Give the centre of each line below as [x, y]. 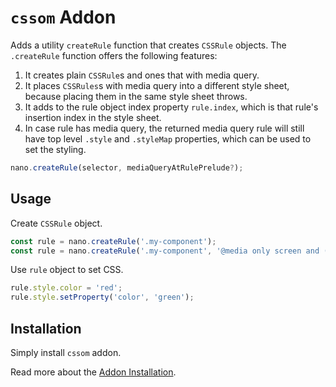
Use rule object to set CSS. [67, 270]
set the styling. [55, 149]
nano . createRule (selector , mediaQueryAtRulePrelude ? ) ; [127, 167]
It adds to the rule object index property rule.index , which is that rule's [171, 107]
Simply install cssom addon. [66, 352]
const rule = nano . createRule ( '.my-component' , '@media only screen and [165, 251]
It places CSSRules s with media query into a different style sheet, [157, 85]
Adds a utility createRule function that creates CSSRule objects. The [148, 45]
